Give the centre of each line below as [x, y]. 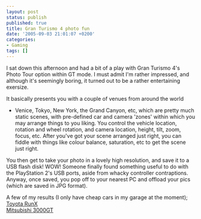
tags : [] [17, 51]
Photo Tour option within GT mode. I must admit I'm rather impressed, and [98, 74]
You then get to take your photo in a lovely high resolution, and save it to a [98, 160]
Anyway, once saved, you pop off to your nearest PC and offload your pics [98, 179]
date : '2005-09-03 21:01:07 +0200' [51, 34]
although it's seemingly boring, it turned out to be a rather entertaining [93, 80]
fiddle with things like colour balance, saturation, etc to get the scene [100, 142]
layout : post [22, 12]
